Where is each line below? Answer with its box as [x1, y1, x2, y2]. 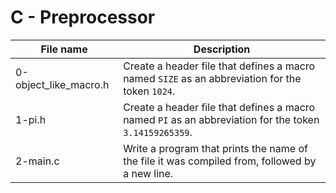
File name [40, 42, 88, 56]
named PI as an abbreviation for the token [123, 112, 320, 126]
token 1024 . [123, 84, 176, 98]
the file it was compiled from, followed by [123, 154, 317, 168]
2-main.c [15, 154, 60, 168]
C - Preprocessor [10, 6, 156, 29]
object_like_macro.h [15, 77, 110, 91]
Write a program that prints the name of [123, 141, 308, 155]
